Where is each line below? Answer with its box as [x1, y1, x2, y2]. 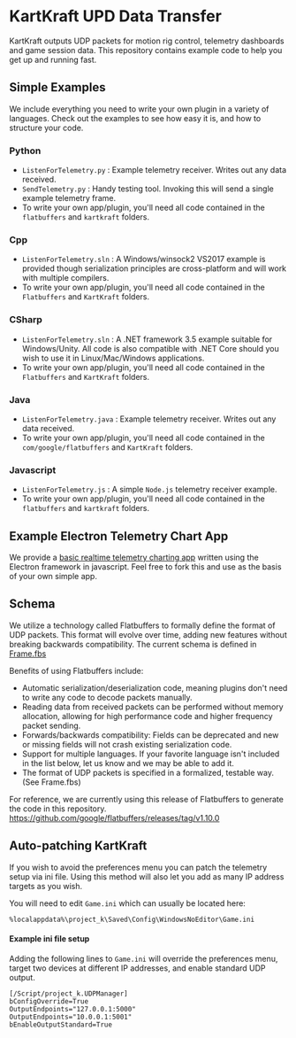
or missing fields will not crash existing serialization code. [21, 739, 232, 749]
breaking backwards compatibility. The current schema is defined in [9, 639, 257, 649]
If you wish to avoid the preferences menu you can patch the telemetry [9, 862, 268, 872]
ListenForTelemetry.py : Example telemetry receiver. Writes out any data [21, 165, 287, 175]
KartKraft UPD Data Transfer [9, 6, 223, 27]
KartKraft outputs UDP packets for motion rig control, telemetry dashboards [9, 35, 285, 46]
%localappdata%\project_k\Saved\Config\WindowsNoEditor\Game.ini [9, 915, 254, 924]
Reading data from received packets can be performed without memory [21, 701, 285, 712]
